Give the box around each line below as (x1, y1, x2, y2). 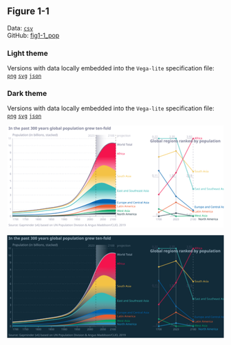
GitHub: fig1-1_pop (7, 31, 60, 39)
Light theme (7, 48, 48, 58)
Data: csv (7, 23, 33, 32)
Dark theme (7, 89, 47, 99)
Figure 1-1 (7, 6, 49, 17)
